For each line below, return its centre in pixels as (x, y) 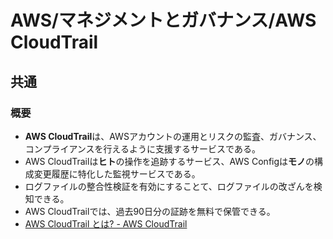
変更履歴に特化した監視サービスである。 (117, 173)
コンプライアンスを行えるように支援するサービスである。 (142, 148)
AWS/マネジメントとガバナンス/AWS (163, 20)
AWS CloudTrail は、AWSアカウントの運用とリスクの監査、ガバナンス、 (173, 136)
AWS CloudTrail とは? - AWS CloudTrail (106, 223)
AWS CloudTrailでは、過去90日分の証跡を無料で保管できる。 (150, 211)
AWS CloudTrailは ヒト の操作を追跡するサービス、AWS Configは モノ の (169, 161)
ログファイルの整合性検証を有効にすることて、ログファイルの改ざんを (169, 186)
